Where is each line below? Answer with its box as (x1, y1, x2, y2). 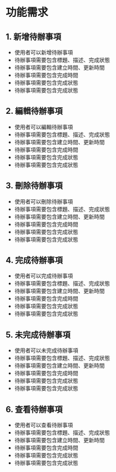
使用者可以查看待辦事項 (14, 422, 73, 429)
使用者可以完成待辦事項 (14, 272, 73, 279)
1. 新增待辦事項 (5, 32, 62, 42)
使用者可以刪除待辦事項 (14, 198, 73, 205)
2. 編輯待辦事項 (5, 106, 63, 116)
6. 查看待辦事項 (5, 404, 63, 414)
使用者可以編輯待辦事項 (14, 123, 73, 130)
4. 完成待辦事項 (5, 255, 63, 265)
